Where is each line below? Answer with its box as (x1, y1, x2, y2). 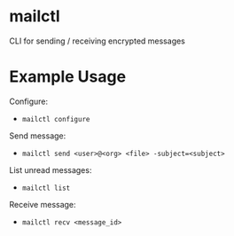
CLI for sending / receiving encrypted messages (9, 35, 186, 46)
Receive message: (9, 199, 77, 209)
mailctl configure (21, 114, 90, 123)
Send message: (9, 130, 66, 141)
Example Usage (9, 67, 127, 87)
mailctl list (21, 184, 71, 193)
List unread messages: (9, 164, 92, 175)
